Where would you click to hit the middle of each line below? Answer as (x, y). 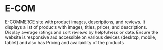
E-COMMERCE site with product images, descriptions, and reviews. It (75, 22)
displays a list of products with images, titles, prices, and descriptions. (76, 27)
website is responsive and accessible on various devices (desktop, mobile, (81, 37)
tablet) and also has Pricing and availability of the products (65, 42)
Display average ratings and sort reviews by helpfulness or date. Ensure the (81, 32)
